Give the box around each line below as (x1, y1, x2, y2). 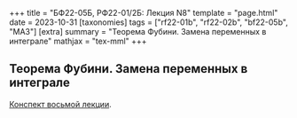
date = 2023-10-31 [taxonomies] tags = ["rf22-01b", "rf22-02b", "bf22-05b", (9, 17, 288, 28)
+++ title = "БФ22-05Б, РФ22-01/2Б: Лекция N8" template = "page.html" (9, 8, 278, 18)
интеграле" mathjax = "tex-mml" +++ (9, 35, 148, 46)
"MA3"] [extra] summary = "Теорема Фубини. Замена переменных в (9, 27, 267, 36)
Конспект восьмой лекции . (9, 98, 113, 109)
